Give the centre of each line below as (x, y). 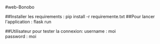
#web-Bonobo (20, 7)
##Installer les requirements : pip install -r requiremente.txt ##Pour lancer (80, 16)
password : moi (21, 36)
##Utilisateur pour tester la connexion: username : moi (60, 31)
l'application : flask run (28, 22)
